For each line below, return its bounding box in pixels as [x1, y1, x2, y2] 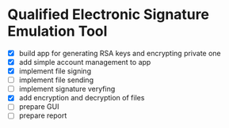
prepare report [18, 111, 67, 120]
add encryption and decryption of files [18, 93, 145, 103]
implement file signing [18, 66, 92, 76]
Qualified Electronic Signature [7, 6, 209, 24]
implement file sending [18, 75, 94, 85]
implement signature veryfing [18, 85, 116, 94]
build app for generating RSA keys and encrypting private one [18, 48, 221, 58]
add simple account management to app [18, 58, 151, 66]
